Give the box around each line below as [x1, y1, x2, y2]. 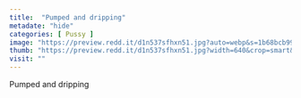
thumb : [9, 46, 34, 55]
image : [9, 37, 34, 47]
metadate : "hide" [9, 21, 74, 30]
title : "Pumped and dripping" [9, 12, 126, 22]
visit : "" [9, 54, 47, 63]
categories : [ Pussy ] [9, 29, 94, 38]
